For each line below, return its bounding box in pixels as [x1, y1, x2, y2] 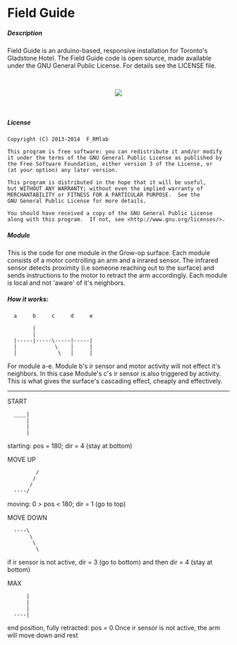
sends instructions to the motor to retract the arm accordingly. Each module [7, 271, 228, 280]
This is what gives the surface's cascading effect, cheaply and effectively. [7, 377, 223, 386]
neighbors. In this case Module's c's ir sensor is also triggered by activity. [7, 369, 221, 378]
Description [7, 28, 43, 37]
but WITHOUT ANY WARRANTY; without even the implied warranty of [7, 185, 203, 192]
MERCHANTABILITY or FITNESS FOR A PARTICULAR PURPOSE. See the [7, 192, 200, 199]
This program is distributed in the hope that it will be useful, [7, 179, 207, 186]
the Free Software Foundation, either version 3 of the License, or [7, 161, 213, 168]
